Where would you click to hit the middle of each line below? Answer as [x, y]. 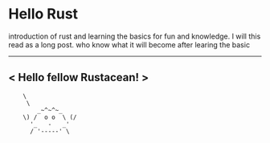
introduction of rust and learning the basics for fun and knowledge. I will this [135, 36]
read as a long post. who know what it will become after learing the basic [129, 44]
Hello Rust [43, 14]
